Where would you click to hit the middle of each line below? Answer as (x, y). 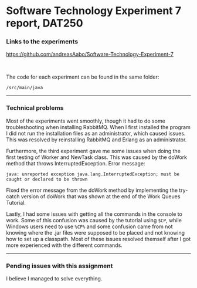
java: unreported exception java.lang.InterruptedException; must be (93, 174)
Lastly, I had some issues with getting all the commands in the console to (94, 214)
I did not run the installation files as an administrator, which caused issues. (96, 133)
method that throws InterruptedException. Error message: (76, 163)
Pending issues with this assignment (60, 266)
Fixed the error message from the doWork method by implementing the (92, 190)
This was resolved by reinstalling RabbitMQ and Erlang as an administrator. (96, 140)
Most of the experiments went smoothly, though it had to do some (86, 121)
